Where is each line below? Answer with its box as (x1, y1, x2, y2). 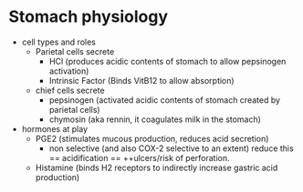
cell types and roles (21, 36, 97, 47)
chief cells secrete (35, 85, 106, 96)
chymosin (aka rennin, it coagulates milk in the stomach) (48, 114, 262, 125)
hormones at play (21, 123, 89, 134)
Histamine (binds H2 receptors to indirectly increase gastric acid (35, 162, 278, 173)
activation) (48, 66, 89, 76)
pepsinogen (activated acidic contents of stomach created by (48, 94, 280, 106)
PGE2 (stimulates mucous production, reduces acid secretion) (35, 133, 269, 144)
